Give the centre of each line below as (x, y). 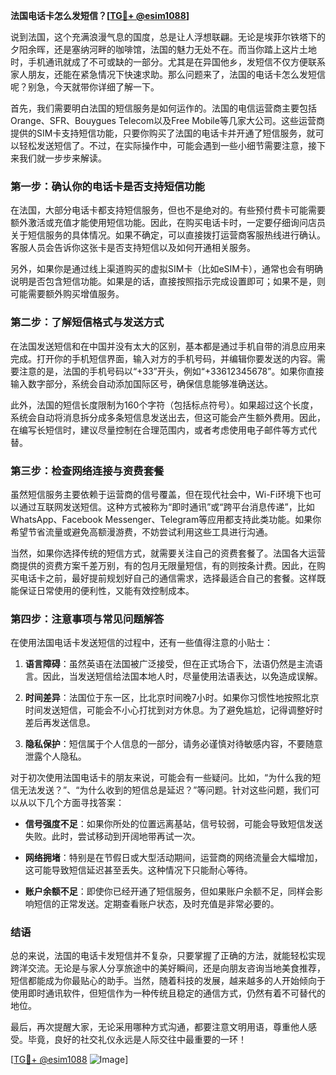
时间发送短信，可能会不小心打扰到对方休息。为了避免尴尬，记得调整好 (169, 710)
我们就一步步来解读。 (62, 158)
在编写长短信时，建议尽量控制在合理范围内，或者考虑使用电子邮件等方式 (159, 430)
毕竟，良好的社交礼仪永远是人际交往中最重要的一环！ (137, 1040)
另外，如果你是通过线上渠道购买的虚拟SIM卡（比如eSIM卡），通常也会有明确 (166, 269)
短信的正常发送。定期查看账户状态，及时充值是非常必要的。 (156, 904)
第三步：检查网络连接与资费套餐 (87, 471)
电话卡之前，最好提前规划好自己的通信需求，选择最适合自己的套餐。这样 (167, 578)
